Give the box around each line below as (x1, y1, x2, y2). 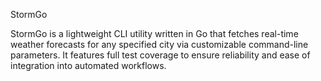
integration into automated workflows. (10, 60, 167, 71)
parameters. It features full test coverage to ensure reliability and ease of (10, 49, 311, 61)
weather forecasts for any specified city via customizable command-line (10, 39, 309, 50)
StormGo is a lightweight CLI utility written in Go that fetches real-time (10, 28, 299, 39)
